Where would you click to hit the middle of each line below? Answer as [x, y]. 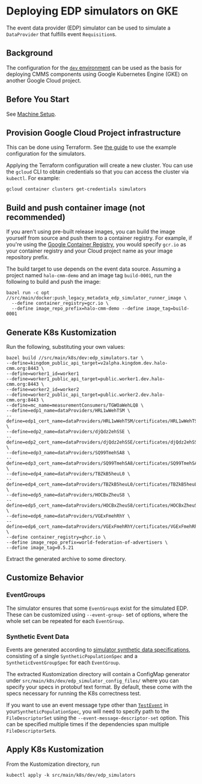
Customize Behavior [45, 578]
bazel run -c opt [28, 293]
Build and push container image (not [76, 208]
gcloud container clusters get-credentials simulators [76, 189]
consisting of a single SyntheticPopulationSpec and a [72, 656]
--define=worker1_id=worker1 [43, 374]
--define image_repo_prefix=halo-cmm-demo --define [78, 309]
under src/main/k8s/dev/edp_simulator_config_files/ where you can [93, 680]
